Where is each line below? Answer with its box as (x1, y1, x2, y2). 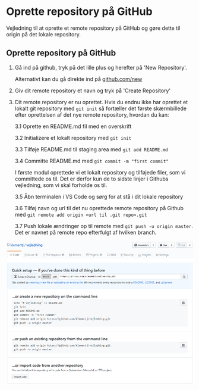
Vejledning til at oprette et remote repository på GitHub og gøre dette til (6, 24, 181, 32)
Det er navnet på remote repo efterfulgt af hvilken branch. (14, 229, 157, 236)
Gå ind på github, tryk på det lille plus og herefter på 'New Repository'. (14, 64, 187, 71)
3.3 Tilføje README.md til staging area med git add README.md (14, 145, 168, 153)
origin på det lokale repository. (6, 30, 81, 38)
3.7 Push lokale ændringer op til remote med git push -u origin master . (14, 222, 193, 229)
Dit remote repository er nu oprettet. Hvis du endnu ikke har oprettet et (14, 98, 188, 105)
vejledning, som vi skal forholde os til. (14, 181, 108, 189)
